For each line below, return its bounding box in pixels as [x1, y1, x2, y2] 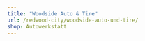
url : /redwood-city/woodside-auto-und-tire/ [7, 17, 139, 24]
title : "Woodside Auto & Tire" [7, 10, 98, 17]
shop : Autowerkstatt [7, 23, 68, 30]
